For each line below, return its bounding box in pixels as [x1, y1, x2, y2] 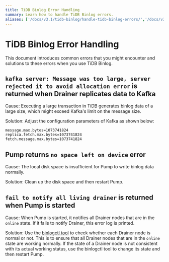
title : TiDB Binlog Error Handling [5, 7, 80, 13]
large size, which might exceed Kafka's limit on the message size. [5, 108, 142, 114]
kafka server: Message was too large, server [5, 75, 151, 82]
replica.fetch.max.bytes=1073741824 [5, 132, 82, 138]
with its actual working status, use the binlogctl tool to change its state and [5, 245, 160, 252]
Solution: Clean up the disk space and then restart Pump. [5, 178, 124, 184]
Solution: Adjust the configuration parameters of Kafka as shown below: [5, 118, 154, 124]
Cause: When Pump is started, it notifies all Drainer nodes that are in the [5, 215, 155, 221]
